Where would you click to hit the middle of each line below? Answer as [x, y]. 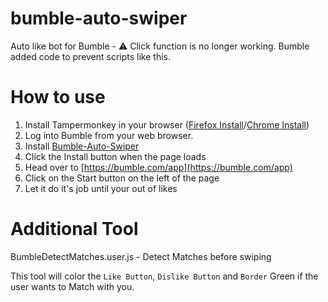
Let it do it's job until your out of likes [101, 188]
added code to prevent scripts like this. [91, 56]
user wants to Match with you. [72, 286]
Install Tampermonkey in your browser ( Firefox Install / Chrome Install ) [167, 124]
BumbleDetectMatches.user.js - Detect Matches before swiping [141, 256]
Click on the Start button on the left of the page [122, 178]
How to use [58, 97]
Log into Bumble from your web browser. [109, 135]
